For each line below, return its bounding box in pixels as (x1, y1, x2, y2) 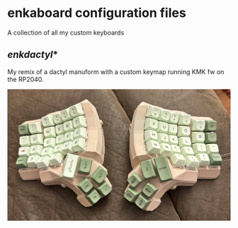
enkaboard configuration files (7, 5, 186, 21)
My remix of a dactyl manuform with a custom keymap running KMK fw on (7, 67, 225, 76)
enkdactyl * (7, 49, 59, 61)
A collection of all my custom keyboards (7, 28, 125, 37)
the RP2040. (7, 75, 44, 83)
